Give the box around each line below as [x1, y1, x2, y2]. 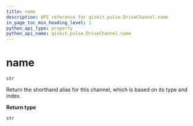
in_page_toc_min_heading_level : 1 [6, 20, 92, 25]
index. [6, 92, 21, 99]
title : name [6, 8, 36, 15]
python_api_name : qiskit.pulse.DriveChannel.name [6, 31, 132, 37]
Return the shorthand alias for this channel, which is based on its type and [6, 86, 188, 93]
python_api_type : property [6, 25, 73, 31]
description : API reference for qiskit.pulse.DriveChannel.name [6, 14, 169, 20]
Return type [6, 104, 37, 111]
